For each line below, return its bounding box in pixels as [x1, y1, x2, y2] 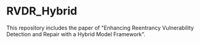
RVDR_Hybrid [6, 4, 78, 18]
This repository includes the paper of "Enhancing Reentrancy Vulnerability [6, 24, 194, 31]
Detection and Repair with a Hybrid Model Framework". [6, 30, 146, 37]
